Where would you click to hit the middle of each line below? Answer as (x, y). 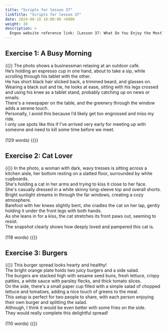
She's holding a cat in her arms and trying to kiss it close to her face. (76, 184)
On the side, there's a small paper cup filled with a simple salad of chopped (83, 286)
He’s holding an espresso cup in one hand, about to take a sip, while (75, 71)
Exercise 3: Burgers (36, 253)
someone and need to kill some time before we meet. (60, 129)
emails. (12, 97)
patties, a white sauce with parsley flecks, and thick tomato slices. (73, 281)
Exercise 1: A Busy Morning (48, 53)
